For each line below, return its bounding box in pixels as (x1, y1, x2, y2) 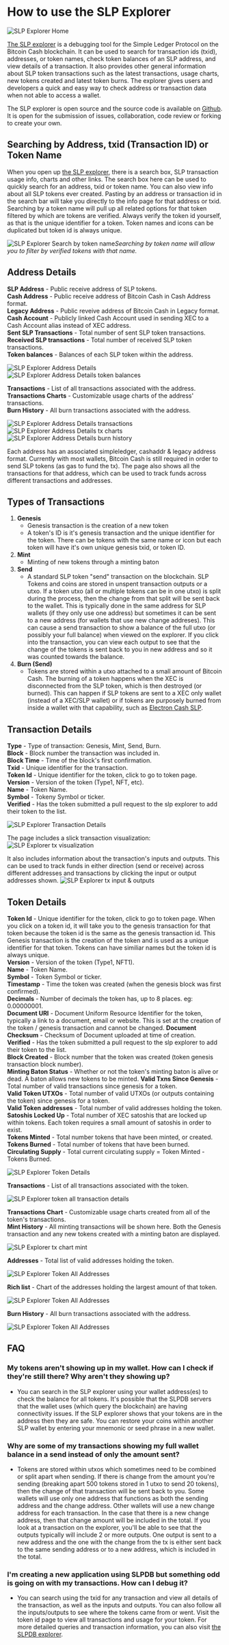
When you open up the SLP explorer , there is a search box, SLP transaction (7, 167, 219, 176)
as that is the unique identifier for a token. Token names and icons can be (7, 219, 214, 227)
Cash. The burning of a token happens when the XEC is (27, 675, 184, 683)
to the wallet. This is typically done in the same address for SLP (27, 601, 206, 610)
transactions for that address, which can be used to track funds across (7, 469, 207, 477)
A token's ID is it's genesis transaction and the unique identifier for (27, 529, 215, 537)
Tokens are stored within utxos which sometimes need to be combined (16, 1465, 217, 1473)
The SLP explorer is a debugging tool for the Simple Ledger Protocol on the (7, 40, 219, 48)
